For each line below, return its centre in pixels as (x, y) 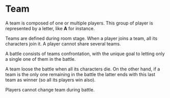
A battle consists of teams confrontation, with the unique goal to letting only (85, 54)
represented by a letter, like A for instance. (50, 28)
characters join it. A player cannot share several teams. (63, 43)
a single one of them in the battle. (41, 59)
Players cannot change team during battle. (50, 89)
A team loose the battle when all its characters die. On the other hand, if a (83, 69)
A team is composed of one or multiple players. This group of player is (79, 23)
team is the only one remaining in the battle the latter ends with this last (80, 74)
